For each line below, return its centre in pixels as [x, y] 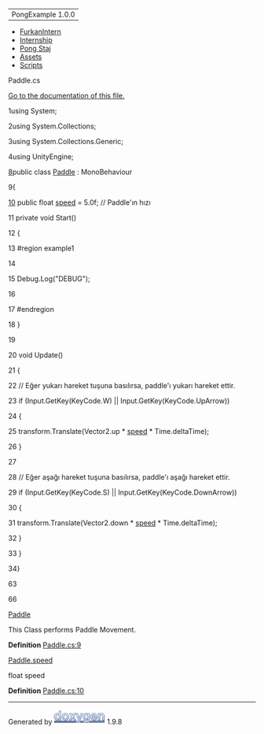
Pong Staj [35, 49]
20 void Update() [36, 355]
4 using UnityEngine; [41, 157]
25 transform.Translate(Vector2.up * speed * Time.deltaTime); [109, 432]
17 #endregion [31, 310]
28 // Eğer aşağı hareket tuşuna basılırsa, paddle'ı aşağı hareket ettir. [119, 477]
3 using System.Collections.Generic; [66, 142]
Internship [36, 40]
